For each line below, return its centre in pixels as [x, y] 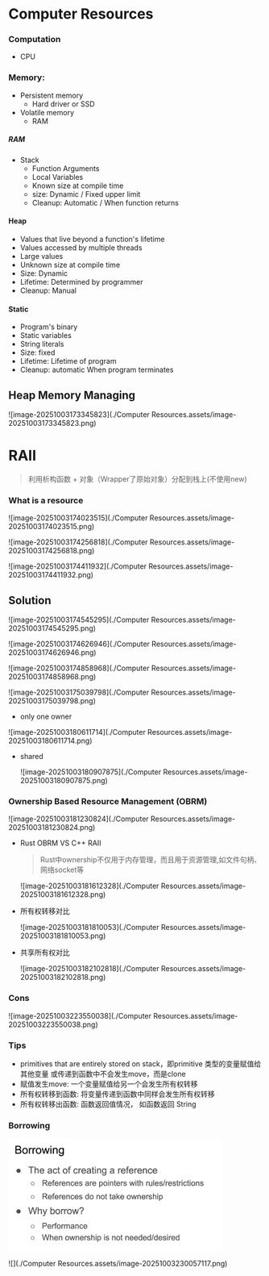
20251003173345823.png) [52, 423]
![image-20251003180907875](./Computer [91, 772]
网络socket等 [62, 870]
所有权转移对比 [45, 911]
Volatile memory [47, 112]
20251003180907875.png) [64, 781]
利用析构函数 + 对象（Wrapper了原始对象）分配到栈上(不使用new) [137, 479]
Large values [41, 256]
